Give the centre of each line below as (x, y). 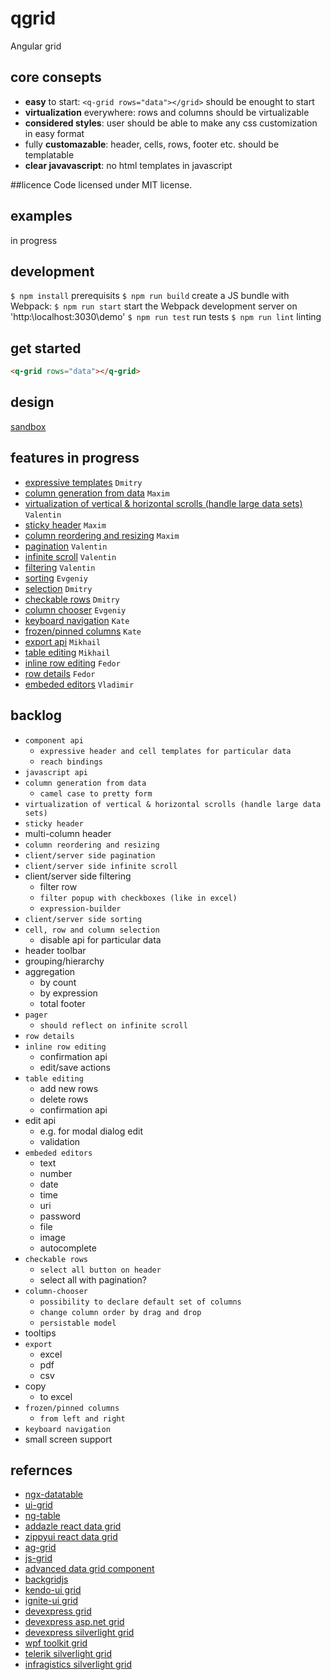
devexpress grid (58, 1611)
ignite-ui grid (51, 1601)
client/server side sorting (83, 919)
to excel (56, 1396)
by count (58, 982)
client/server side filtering (78, 876)
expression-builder (80, 908)
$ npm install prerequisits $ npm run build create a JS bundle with (150, 296)
